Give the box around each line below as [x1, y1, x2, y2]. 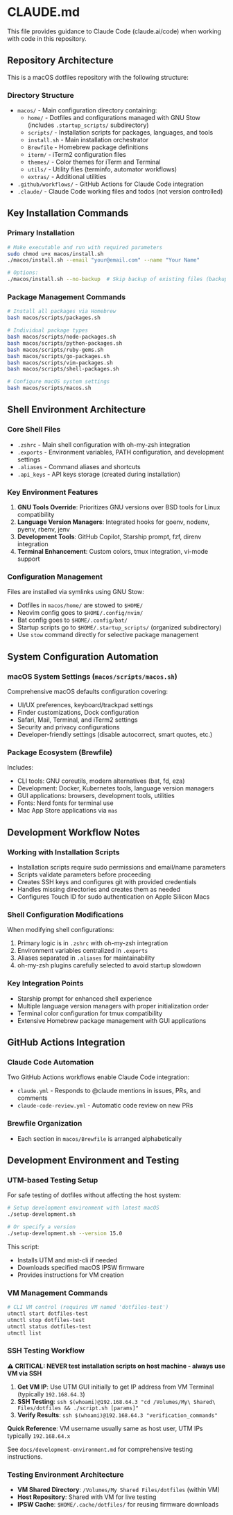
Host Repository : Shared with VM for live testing [17, 1493, 157, 1501]
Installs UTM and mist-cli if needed [17, 1255, 118, 1264]
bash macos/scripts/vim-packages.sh [7, 359, 113, 366]
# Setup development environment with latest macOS [7, 1205, 159, 1212]
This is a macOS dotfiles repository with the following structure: [7, 73, 189, 81]
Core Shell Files [7, 425, 61, 434]
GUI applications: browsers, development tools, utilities [17, 792, 175, 800]
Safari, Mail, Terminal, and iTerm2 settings [17, 716, 138, 724]
